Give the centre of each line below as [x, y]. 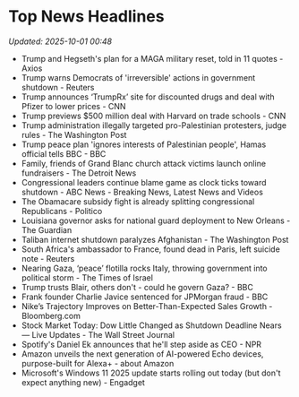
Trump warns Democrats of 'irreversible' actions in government [138, 77]
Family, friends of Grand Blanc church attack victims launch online [143, 163]
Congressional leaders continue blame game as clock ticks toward [144, 182]
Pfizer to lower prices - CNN [73, 106]
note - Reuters [48, 258]
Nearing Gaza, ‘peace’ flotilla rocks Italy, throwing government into [144, 268]
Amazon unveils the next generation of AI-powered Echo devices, [142, 354]
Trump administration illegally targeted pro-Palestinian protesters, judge [154, 125]
